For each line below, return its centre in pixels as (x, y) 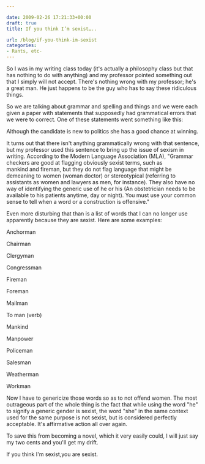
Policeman (20, 350)
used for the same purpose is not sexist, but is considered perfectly (92, 417)
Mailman (17, 303)
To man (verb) (24, 315)
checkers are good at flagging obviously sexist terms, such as (84, 163)
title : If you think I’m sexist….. (52, 29)
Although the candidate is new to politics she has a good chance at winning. (102, 131)
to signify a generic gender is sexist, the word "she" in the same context (97, 411)
